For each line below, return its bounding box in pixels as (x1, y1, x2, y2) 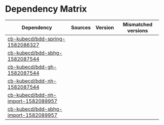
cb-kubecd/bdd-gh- (7, 63, 57, 70)
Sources (71, 24, 91, 31)
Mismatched (123, 21, 153, 28)
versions (127, 27, 148, 34)
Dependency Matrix (5, 3, 87, 15)
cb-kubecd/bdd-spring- (7, 35, 66, 42)
